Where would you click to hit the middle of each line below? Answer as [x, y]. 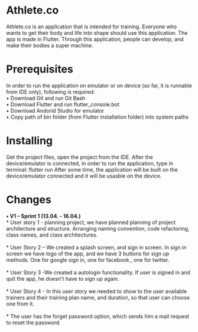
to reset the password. [33, 323]
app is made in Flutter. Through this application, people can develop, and [95, 39]
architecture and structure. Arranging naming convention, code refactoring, [98, 228]
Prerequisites [40, 69]
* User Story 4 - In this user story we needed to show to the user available [97, 291]
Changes [29, 200]
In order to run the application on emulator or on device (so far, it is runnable [99, 86]
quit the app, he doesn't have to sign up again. [63, 278]
